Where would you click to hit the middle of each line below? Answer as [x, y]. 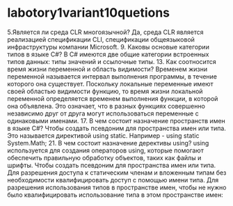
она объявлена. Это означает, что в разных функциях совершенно [106, 106]
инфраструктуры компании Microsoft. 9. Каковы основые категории [109, 47]
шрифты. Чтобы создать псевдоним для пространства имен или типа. [112, 165]
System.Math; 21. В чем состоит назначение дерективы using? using [108, 143]
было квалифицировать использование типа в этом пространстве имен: [115, 195]
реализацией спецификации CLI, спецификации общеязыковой [101, 39]
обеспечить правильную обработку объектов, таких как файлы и [104, 157]
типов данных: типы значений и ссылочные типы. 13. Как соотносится [112, 61]
